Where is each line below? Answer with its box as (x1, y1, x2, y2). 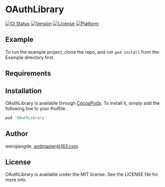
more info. (5, 177, 27, 183)
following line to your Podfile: (5, 105, 67, 111)
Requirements (5, 69, 51, 78)
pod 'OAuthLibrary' (5, 115, 47, 121)
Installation (5, 86, 42, 95)
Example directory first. (5, 54, 55, 60)
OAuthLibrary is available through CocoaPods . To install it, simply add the (5, 100, 160, 106)
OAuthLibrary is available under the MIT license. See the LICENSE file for (5, 171, 158, 177)
